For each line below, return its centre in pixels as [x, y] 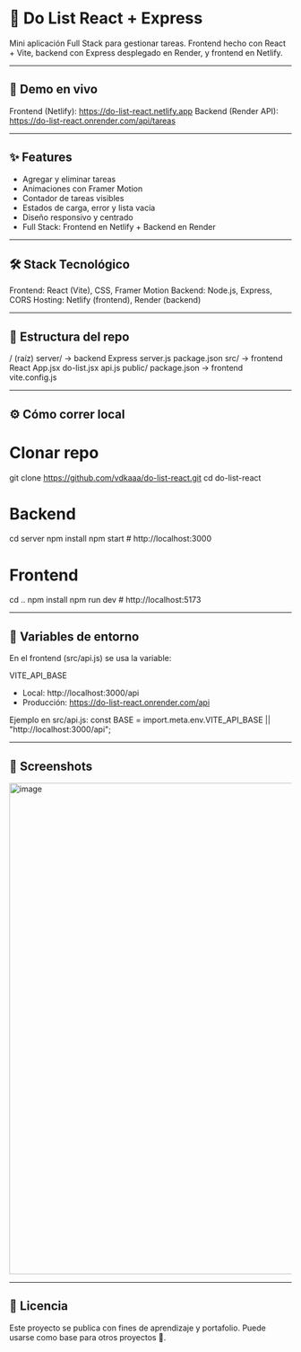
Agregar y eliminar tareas [69, 179]
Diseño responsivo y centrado [77, 217]
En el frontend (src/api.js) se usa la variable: [90, 658]
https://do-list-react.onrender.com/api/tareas [93, 120]
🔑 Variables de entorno [74, 636]
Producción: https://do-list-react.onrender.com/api [116, 703]
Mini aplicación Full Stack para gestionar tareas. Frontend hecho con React [148, 43]
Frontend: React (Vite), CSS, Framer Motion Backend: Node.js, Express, [141, 290]
